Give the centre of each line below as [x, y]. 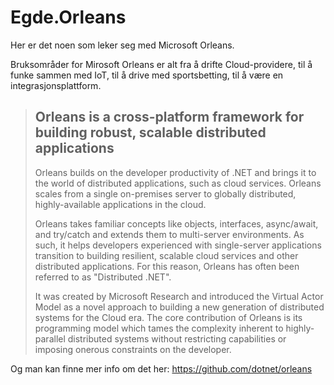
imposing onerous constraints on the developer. [133, 349]
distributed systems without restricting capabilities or [177, 338]
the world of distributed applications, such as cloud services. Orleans [178, 183]
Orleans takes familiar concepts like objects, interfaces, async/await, [176, 223]
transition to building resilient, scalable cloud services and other [166, 255]
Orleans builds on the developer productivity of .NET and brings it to [175, 172]
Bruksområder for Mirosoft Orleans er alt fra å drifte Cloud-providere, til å [161, 64]
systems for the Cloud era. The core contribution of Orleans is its [168, 317]
